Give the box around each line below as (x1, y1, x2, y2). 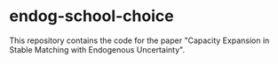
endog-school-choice (9, 6, 175, 26)
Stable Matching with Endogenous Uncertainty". (9, 44, 185, 54)
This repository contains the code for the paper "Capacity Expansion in (9, 35, 270, 46)
